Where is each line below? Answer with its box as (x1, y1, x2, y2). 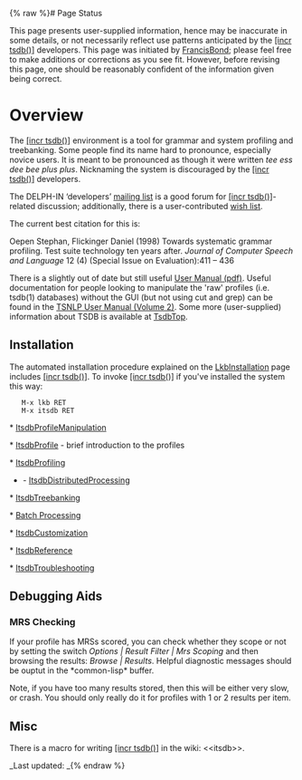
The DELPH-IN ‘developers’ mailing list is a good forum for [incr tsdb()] (9, 190, 273, 202)
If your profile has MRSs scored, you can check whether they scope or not (9, 636, 287, 647)
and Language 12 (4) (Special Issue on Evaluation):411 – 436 (9, 255, 235, 265)
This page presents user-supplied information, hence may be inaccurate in (9, 25, 288, 35)
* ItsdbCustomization (9, 527, 89, 538)
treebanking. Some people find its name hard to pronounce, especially (9, 144, 271, 155)
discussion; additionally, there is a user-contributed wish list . (37, 200, 264, 211)
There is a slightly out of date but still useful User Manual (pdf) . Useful (9, 272, 271, 284)
